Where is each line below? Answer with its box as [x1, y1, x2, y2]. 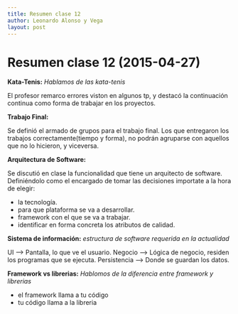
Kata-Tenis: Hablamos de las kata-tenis [7, 77, 126, 86]
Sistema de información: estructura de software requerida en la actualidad [7, 234, 229, 243]
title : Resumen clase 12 [7, 10, 81, 18]
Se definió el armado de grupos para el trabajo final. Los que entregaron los [7, 126, 229, 135]
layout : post [7, 23, 46, 31]
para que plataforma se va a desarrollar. [17, 205, 135, 214]
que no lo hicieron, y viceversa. [7, 141, 99, 150]
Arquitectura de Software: [7, 156, 87, 164]
